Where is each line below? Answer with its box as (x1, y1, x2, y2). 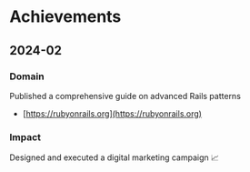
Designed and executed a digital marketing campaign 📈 (9, 152, 220, 163)
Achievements (9, 6, 122, 27)
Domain (9, 70, 45, 83)
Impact (9, 130, 42, 143)
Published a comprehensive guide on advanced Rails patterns (9, 90, 241, 101)
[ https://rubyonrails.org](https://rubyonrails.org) (22, 107, 203, 119)
